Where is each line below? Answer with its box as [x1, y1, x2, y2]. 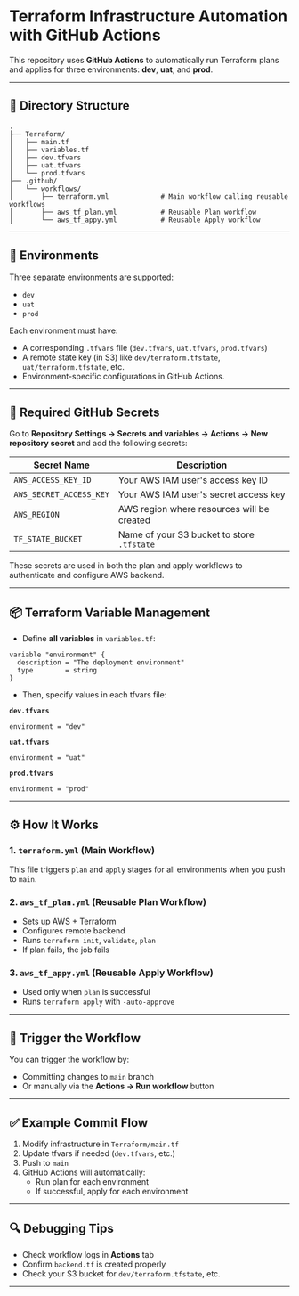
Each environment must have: [9, 325, 118, 336]
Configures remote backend [21, 925, 125, 936]
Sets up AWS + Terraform [21, 916, 117, 927]
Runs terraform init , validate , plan [21, 935, 156, 946]
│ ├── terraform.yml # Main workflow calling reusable [9, 192, 289, 201]
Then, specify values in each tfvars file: [21, 689, 167, 700]
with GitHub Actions [9, 25, 162, 45]
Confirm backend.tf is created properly [21, 1259, 166, 1269]
